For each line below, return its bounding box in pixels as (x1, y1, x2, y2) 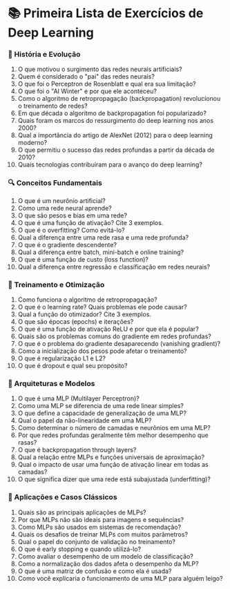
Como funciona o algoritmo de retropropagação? (17, 296, 157, 304)
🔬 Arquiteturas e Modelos (8, 379, 95, 388)
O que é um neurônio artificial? (17, 196, 106, 204)
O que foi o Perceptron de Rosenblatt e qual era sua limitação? (17, 80, 196, 88)
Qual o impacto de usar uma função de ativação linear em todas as (17, 461, 209, 469)
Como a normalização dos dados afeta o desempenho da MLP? (17, 559, 199, 568)
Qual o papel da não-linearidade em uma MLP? (17, 416, 152, 425)
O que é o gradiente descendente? (17, 240, 117, 249)
